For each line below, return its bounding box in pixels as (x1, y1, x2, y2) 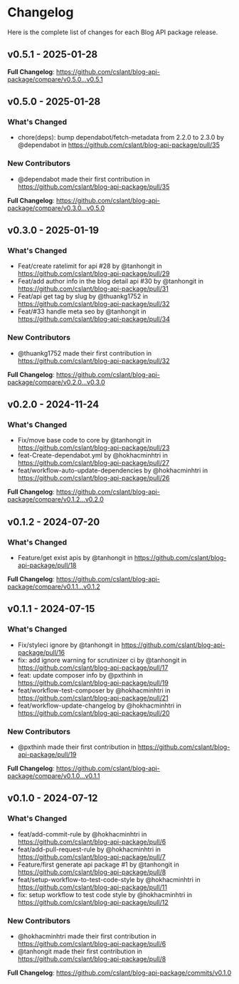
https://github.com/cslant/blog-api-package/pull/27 (17, 459, 169, 467)
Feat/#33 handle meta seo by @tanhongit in (17, 307, 147, 316)
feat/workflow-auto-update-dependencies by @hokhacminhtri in (17, 466, 208, 475)
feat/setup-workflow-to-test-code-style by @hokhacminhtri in (17, 875, 201, 884)
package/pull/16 (17, 648, 65, 656)
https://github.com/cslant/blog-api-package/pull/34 (17, 315, 171, 323)
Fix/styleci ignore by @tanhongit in (17, 641, 120, 649)
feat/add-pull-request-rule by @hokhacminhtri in (17, 845, 161, 854)
